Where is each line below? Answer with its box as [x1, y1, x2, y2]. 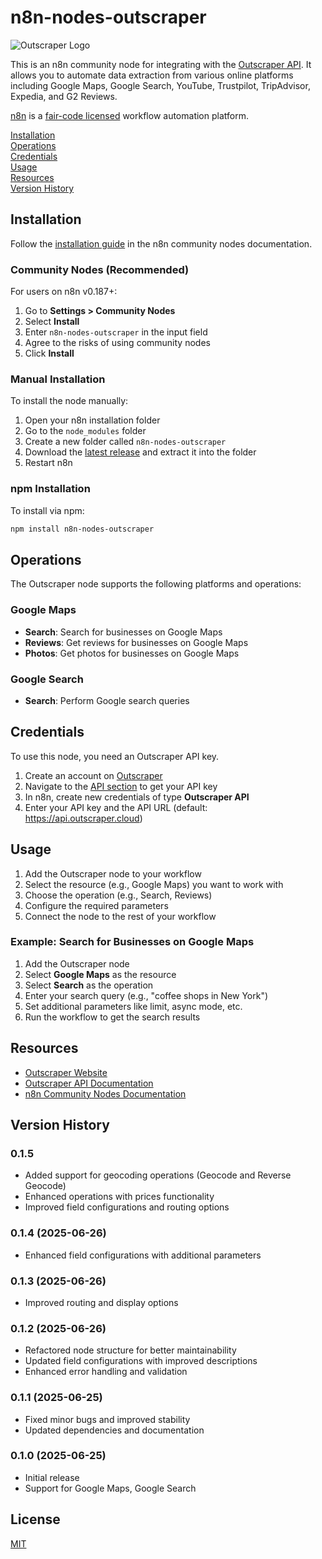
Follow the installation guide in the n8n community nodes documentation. [10, 237, 313, 250]
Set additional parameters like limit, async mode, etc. [24, 1000, 243, 1012]
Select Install [24, 316, 80, 328]
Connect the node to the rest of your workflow [24, 910, 217, 922]
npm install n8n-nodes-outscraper [10, 524, 155, 534]
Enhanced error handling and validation [24, 1366, 188, 1378]
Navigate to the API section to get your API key [24, 780, 218, 792]
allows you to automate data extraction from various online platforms [10, 69, 294, 81]
